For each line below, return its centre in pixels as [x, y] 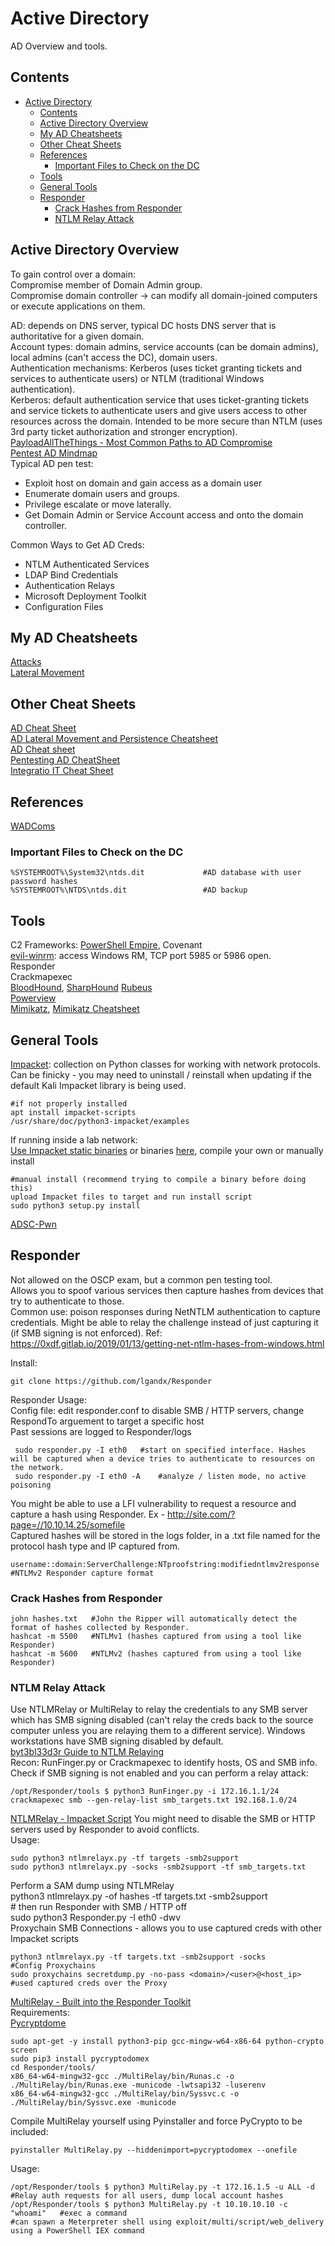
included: [29, 2132]
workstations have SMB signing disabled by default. [117, 1741]
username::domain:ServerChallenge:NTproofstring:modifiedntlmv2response [165, 1564]
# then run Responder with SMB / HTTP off [99, 1907]
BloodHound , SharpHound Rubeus [81, 988]
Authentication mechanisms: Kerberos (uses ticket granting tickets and [156, 368]
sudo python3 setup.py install [75, 1205]
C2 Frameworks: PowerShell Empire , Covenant [106, 945]
